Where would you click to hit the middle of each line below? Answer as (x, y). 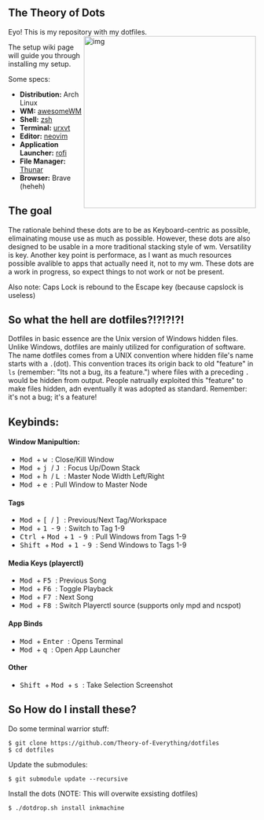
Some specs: (29, 79)
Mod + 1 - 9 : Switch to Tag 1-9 (72, 528)
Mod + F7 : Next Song (57, 598)
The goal (30, 211)
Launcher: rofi (43, 153)
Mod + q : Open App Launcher (70, 649)
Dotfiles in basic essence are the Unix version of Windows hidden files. (123, 339)
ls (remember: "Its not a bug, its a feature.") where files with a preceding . (129, 372)
